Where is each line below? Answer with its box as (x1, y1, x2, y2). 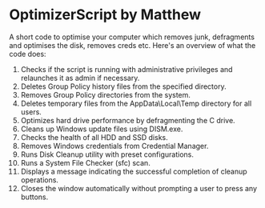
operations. (20, 174, 59, 185)
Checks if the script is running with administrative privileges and (20, 64, 233, 74)
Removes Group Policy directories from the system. (20, 90, 191, 99)
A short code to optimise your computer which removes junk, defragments (9, 32, 255, 42)
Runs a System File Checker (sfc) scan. (20, 158, 151, 167)
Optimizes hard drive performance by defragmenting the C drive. (20, 115, 235, 125)
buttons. (20, 192, 49, 202)
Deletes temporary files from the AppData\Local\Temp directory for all (20, 98, 252, 108)
